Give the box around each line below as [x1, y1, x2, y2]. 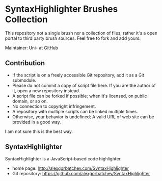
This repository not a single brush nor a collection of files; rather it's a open [5, 30, 158, 36]
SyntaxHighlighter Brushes [5, 3, 118, 15]
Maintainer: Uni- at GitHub [5, 45, 58, 51]
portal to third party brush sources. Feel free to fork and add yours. [5, 35, 141, 41]
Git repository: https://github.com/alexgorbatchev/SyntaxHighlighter [12, 170, 150, 176]
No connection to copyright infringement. [12, 103, 96, 109]
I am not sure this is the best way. [5, 129, 73, 134]
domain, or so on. [12, 98, 48, 104]
